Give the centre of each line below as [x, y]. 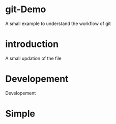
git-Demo [26, 9]
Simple [20, 114]
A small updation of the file [34, 58]
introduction [32, 44]
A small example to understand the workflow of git [58, 23]
